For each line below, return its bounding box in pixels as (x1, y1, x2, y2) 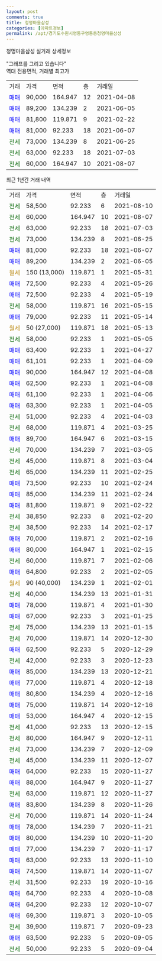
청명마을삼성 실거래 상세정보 (6, 48, 72, 55)
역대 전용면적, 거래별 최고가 (6, 67, 70, 75)
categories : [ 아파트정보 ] (6, 25, 64, 31)
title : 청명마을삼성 (6, 20, 49, 25)
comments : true (6, 14, 44, 20)
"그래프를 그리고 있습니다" (6, 60, 67, 67)
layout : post (6, 8, 38, 15)
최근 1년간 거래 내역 (6, 176, 51, 183)
